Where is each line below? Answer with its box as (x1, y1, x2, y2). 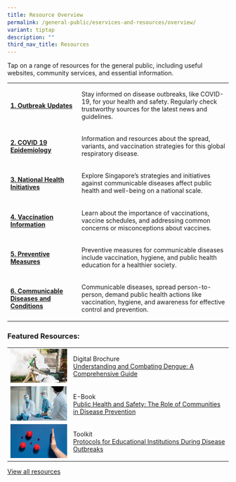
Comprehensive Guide (72, 370, 138, 378)
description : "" (7, 34, 55, 41)
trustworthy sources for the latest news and (81, 104, 208, 113)
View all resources (7, 467, 61, 476)
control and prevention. (81, 305, 149, 314)
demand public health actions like (105, 290, 202, 299)
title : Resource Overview (7, 11, 83, 18)
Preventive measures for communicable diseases (81, 245, 224, 254)
